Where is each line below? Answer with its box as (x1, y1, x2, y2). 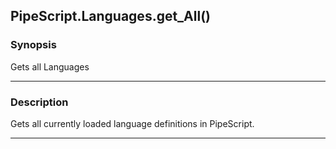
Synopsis (10, 38, 57, 52)
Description (10, 95, 69, 109)
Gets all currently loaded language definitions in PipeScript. (10, 117, 255, 129)
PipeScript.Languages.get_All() (10, 8, 212, 25)
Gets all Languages (10, 60, 90, 73)
